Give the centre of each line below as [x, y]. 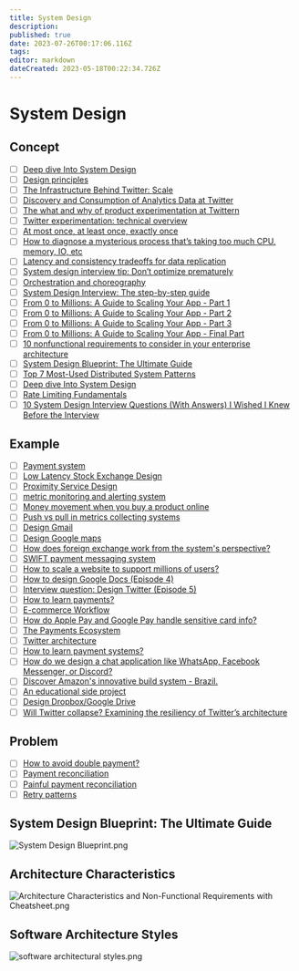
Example [35, 444]
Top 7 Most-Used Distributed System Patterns [109, 374]
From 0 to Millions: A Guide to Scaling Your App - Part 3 [127, 323]
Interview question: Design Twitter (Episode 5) [110, 589]
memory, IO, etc [53, 252]
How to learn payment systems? [83, 651]
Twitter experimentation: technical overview [105, 221]
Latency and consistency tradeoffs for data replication [124, 262]
